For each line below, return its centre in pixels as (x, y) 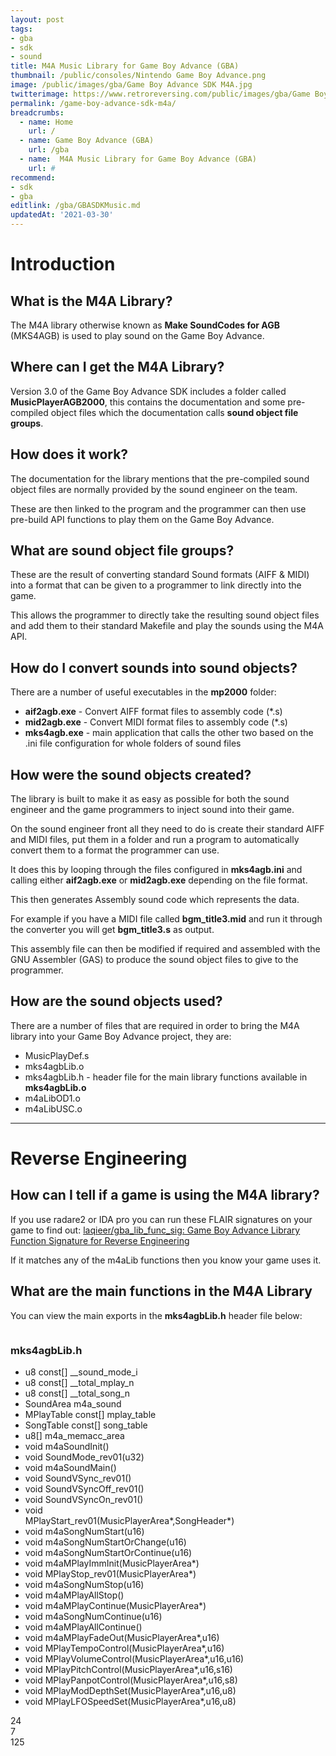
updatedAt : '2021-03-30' (62, 215)
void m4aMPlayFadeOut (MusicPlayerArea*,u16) (122, 1637)
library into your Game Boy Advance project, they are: (121, 1036)
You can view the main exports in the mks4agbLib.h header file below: (156, 1315)
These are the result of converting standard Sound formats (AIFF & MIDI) (160, 575)
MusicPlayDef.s (57, 1055)
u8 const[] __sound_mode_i (81, 1372)
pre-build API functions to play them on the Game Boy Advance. (142, 519)
